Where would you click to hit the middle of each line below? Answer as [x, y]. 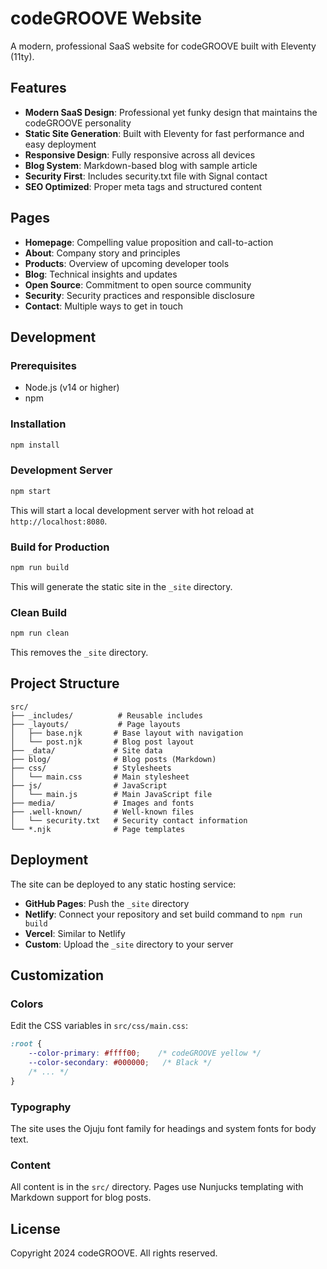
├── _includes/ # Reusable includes [106, 715]
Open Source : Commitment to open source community [138, 284]
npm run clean [40, 633]
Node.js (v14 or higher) [72, 388]
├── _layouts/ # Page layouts [96, 724]
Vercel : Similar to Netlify [75, 933]
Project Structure [65, 683]
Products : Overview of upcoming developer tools [127, 263]
